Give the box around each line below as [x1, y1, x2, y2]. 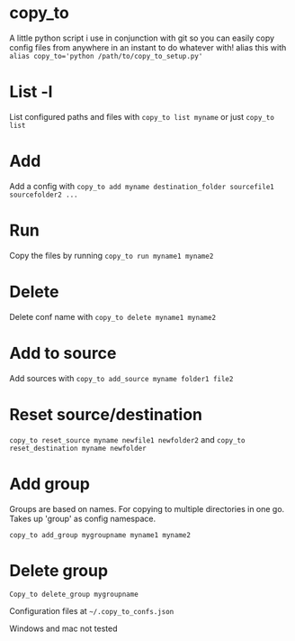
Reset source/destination [9, 404, 202, 425]
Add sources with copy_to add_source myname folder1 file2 [9, 372, 234, 383]
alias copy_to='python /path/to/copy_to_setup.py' [9, 51, 203, 60]
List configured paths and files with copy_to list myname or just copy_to [9, 111, 274, 122]
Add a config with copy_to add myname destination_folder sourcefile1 [9, 180, 274, 191]
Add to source [9, 343, 117, 363]
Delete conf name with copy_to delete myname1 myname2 [9, 311, 217, 322]
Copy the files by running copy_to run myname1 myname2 [9, 250, 214, 261]
